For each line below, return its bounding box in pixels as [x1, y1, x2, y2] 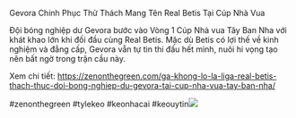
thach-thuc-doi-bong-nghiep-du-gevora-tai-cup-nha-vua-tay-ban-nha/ [9, 80, 276, 90]
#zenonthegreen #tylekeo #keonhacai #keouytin [9, 98, 189, 109]
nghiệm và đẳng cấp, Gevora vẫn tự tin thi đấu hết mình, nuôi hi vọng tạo [9, 44, 278, 55]
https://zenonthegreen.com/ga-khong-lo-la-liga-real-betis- [57, 71, 277, 81]
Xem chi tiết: [9, 71, 56, 81]
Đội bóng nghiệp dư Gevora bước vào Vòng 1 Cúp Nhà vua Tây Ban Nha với [9, 25, 287, 35]
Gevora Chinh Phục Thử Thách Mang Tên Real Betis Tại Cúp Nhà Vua [9, 8, 266, 18]
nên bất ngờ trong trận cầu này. [9, 54, 126, 63]
